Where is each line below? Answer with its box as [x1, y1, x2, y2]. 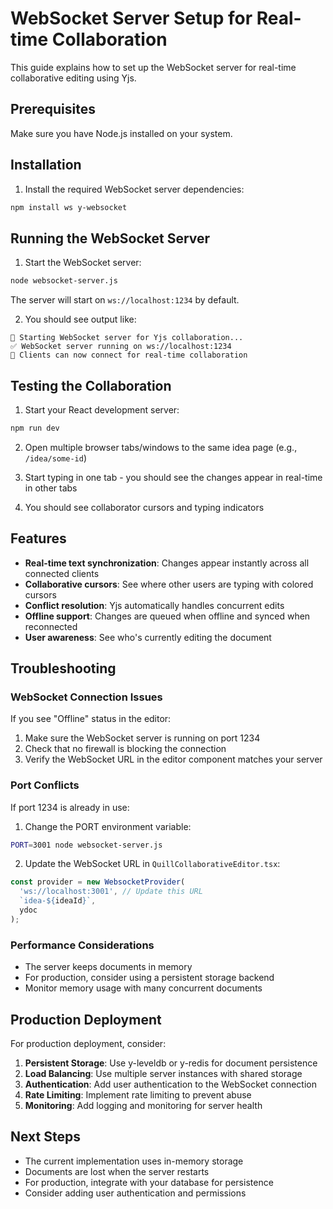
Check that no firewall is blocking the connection [24, 743, 227, 755]
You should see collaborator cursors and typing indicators [24, 501, 265, 513]
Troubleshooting [10, 660, 117, 677]
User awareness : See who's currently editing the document [24, 631, 272, 643]
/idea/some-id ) [24, 452, 87, 464]
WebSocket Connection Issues [10, 690, 163, 704]
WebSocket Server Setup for [10, 7, 253, 30]
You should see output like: [24, 313, 137, 326]
